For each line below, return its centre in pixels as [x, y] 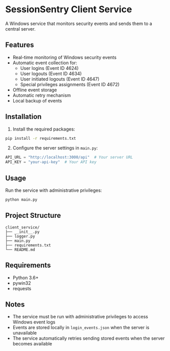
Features [20, 45]
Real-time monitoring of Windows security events [65, 57]
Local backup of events [37, 101]
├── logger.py [20, 236]
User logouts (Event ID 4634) [51, 73]
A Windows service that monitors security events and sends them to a [79, 23]
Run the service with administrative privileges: [54, 190]
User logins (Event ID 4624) [49, 68]
